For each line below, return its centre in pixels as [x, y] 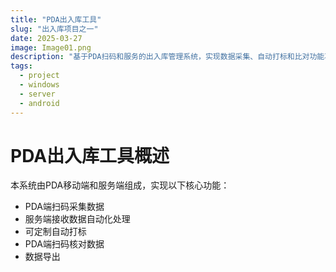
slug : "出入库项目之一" [54, 29]
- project [39, 76]
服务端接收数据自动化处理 [77, 219]
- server [37, 94]
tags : [21, 66]
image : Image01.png [51, 47]
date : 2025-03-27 [46, 38]
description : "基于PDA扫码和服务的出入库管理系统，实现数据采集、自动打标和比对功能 [167, 57]
